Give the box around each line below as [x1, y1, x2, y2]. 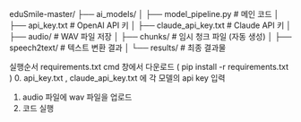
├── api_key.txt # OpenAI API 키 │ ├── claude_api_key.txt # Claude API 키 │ [9, 20, 292, 30]
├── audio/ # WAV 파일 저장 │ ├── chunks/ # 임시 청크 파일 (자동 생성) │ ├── [9, 31, 292, 41]
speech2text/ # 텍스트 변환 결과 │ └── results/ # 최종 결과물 [9, 42, 227, 53]
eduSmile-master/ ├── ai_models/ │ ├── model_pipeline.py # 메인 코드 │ [9, 9, 279, 19]
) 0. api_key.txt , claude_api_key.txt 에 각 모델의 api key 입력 [9, 73, 226, 83]
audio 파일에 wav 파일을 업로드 [21, 91, 133, 102]
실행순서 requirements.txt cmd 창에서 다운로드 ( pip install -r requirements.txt [9, 62, 289, 72]
